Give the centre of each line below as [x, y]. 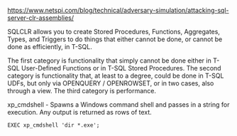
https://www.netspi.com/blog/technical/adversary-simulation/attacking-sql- [118, 10]
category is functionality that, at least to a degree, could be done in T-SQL [116, 75]
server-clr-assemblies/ [41, 18]
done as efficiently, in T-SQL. [50, 47]
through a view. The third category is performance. [82, 91]
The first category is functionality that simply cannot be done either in [109, 61]
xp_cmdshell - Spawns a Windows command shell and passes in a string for [118, 105]
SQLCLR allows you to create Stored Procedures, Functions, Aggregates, [114, 32]
